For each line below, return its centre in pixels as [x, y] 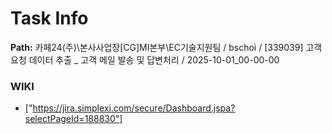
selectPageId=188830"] [73, 119]
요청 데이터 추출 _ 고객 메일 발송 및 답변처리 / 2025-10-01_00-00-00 [145, 59]
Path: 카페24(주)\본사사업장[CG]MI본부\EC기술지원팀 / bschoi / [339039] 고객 [166, 47]
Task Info [49, 18]
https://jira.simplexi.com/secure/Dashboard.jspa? [134, 108]
